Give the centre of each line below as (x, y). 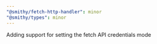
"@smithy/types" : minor (37, 17)
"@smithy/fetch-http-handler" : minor (54, 12)
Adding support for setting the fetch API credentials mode (79, 34)
